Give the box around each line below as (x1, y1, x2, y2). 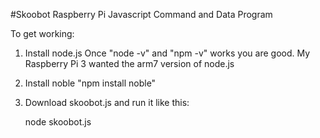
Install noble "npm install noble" (24, 77, 157, 89)
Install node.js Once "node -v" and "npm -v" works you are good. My (24, 47, 311, 59)
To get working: (10, 28, 75, 39)
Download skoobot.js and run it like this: (24, 97, 190, 108)
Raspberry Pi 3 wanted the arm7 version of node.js (24, 58, 235, 69)
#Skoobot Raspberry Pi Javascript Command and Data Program (10, 9, 273, 20)
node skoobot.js (24, 116, 92, 128)
